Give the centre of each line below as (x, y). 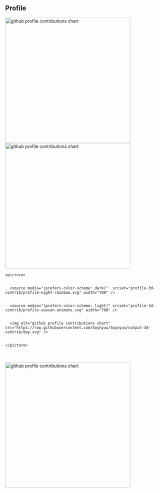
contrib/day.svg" (23, 332)
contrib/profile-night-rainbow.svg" (43, 292)
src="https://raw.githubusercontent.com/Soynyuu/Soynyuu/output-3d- (78, 327)
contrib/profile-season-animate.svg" (44, 310)
